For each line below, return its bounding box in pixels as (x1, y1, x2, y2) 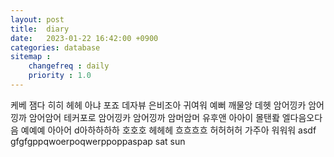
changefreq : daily (28, 61, 110, 71)
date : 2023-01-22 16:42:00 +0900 (10, 33, 159, 43)
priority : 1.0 (28, 71, 92, 81)
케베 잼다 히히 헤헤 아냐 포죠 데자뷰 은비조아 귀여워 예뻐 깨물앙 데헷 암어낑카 (10, 99, 307, 111)
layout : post (10, 14, 65, 25)
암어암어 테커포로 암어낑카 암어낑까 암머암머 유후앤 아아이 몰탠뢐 (28, 111, 280, 123)
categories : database (10, 42, 101, 53)
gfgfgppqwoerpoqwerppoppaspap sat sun (10, 135, 186, 147)
